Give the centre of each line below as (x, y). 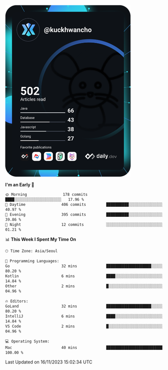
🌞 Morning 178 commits (46, 194)
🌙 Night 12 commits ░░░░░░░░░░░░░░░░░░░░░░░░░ (84, 224)
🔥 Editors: (17, 301)
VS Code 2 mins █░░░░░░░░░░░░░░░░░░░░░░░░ (84, 326)
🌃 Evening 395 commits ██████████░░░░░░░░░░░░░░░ (84, 214)
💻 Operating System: (28, 341)
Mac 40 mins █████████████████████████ (84, 347)
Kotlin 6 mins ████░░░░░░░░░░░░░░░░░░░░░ (84, 276)
